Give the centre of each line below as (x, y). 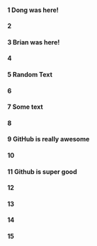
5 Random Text (30, 74)
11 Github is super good (42, 171)
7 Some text (25, 107)
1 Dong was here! (33, 10)
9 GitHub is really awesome (48, 139)
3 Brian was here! (34, 42)
